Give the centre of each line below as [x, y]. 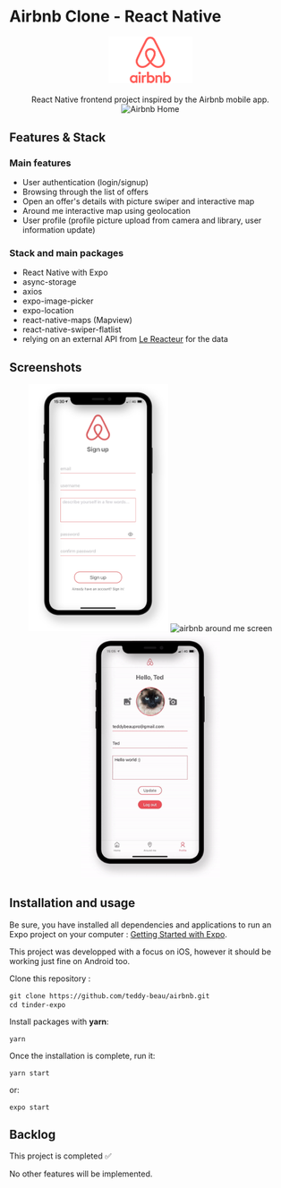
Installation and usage [72, 903]
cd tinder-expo [38, 1004]
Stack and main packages [66, 252]
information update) [59, 230]
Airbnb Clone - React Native [115, 17]
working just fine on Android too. [70, 961]
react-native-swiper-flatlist [72, 329]
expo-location [48, 311]
